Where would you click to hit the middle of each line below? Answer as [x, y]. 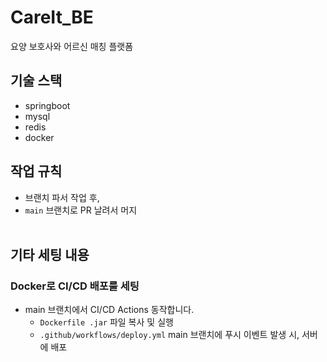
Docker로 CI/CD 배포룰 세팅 [75, 286]
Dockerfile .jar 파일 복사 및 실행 [106, 322]
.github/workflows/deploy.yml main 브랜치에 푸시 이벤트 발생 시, [169, 335]
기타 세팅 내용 [50, 254]
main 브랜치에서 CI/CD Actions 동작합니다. [109, 310]
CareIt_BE [52, 17]
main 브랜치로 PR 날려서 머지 [81, 210]
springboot [47, 105]
